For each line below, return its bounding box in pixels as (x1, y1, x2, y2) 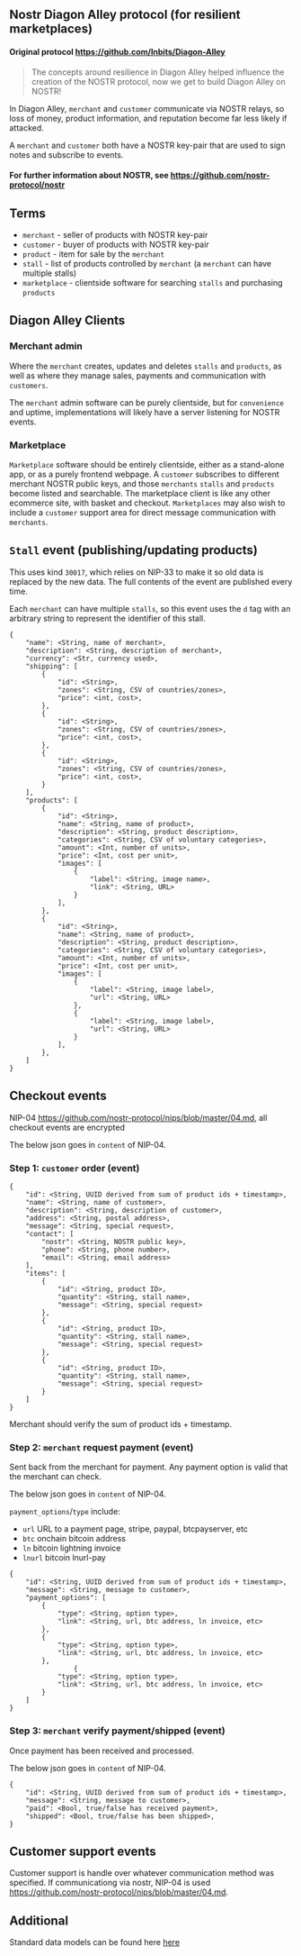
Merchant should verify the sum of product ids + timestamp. (9, 1418, 232, 1429)
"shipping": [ (25, 661, 78, 670)
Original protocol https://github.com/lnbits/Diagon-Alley (9, 46, 226, 57)
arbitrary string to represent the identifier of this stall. (9, 613, 207, 623)
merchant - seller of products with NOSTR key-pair (22, 230, 208, 240)
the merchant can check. (9, 1471, 102, 1482)
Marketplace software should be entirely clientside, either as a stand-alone (9, 459, 285, 469)
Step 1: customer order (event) (9, 1161, 140, 1174)
